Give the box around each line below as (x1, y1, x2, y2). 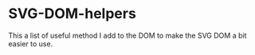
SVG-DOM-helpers (8, 5, 137, 23)
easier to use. (8, 38, 53, 48)
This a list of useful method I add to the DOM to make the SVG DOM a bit (8, 31, 247, 40)
